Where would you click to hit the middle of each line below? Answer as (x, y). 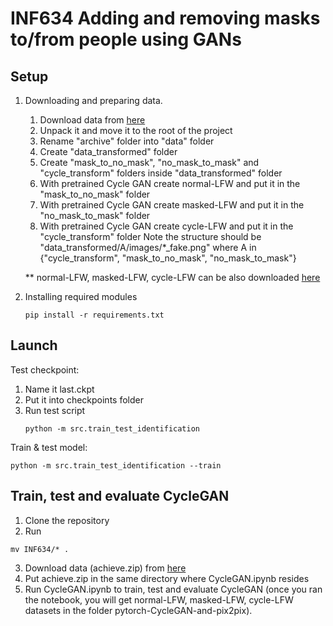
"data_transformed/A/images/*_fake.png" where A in (148, 247)
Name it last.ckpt (59, 389)
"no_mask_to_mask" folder (95, 215)
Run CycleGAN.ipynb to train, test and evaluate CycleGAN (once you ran (173, 589)
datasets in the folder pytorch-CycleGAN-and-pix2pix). (138, 610)
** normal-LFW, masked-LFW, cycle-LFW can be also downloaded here (172, 277)
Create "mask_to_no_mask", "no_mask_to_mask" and (149, 162)
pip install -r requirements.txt (94, 315)
